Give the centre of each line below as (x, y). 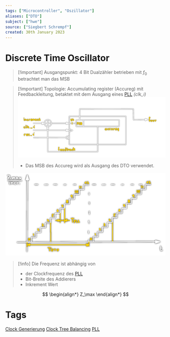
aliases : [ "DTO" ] (24, 16)
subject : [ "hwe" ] (24, 21)
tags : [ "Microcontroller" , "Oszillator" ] (50, 11)
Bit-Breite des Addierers (51, 279)
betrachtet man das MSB (44, 79)
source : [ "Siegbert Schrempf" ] (38, 27)
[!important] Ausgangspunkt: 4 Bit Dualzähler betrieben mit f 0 (82, 73)
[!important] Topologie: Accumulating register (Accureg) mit (80, 89)
